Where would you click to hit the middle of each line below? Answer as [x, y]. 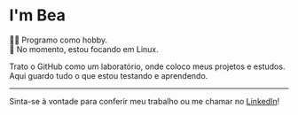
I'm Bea [38, 15]
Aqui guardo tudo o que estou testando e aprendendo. [109, 75]
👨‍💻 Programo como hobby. [59, 40]
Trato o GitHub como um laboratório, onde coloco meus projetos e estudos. [147, 66]
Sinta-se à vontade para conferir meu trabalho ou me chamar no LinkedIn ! [145, 101]
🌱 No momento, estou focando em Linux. [84, 49]
